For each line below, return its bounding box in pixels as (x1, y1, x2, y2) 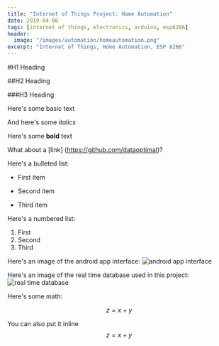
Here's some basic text (7, 104, 75, 112)
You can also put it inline (7, 320, 79, 328)
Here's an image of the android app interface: (7, 257, 140, 265)
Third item (17, 200, 48, 209)
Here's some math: (7, 292, 63, 301)
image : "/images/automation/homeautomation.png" (13, 37, 160, 44)
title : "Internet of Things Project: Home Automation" (7, 10, 173, 18)
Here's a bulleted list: (7, 159, 69, 168)
